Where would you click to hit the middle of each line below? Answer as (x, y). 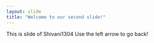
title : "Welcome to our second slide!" (56, 17)
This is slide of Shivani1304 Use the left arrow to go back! (77, 34)
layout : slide (24, 11)
